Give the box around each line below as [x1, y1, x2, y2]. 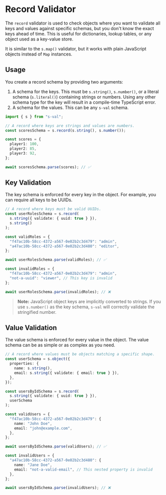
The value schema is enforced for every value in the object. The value [5, 337, 149, 343]
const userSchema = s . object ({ [5, 356, 70, 361]
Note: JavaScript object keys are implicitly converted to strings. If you [17, 298, 161, 304]
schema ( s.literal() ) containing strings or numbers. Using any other [12, 94, 156, 100]
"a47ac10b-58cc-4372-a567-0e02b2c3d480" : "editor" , [9, 244, 120, 249]
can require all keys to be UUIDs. [5, 197, 73, 203]
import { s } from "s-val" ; [5, 114, 64, 119]
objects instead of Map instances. [5, 51, 72, 57]
